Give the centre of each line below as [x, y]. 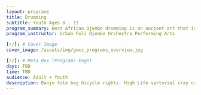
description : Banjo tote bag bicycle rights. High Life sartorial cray [97, 83]
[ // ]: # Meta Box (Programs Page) [49, 61]
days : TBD [19, 66]
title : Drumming [26, 17]
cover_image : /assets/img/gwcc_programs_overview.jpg [75, 50]
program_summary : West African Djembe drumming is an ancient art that [97, 28]
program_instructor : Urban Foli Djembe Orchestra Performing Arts [91, 34]
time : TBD [19, 72]
